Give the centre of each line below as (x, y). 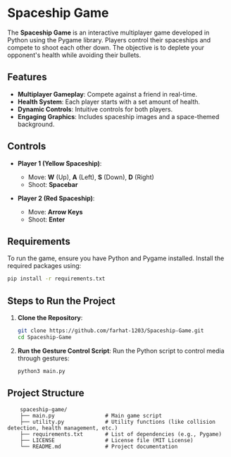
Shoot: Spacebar (53, 184)
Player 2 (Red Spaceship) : (56, 198)
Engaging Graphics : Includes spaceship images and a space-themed (118, 116)
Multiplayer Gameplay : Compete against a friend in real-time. (107, 94)
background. (36, 124)
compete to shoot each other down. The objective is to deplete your (106, 47)
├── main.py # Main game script (91, 415)
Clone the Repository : (50, 318)
